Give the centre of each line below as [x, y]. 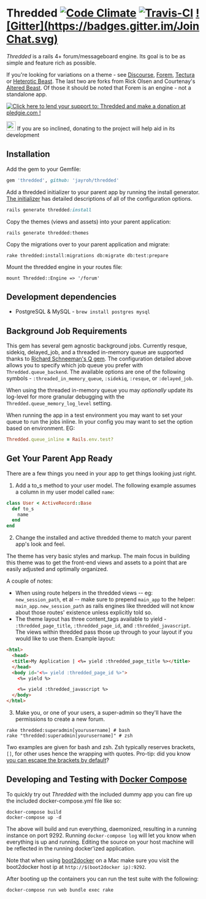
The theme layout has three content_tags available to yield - [91, 619]
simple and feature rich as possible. [51, 63]
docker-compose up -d [34, 817]
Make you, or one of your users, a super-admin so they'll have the [98, 713]
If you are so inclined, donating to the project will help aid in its [96, 128]
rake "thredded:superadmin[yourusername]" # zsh [70, 736]
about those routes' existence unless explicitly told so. [84, 613]
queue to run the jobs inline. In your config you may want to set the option [100, 422]
